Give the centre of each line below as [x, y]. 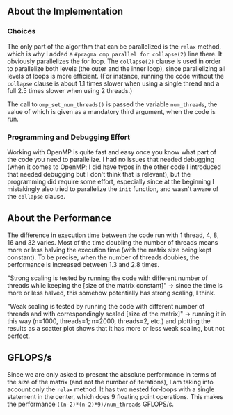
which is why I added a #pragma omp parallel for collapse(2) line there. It [115, 54]
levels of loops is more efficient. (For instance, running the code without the [116, 76]
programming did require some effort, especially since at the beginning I [111, 181]
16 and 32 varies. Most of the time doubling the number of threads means [113, 242]
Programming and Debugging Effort [69, 137]
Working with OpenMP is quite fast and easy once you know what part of [112, 152]
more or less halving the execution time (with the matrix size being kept [110, 250]
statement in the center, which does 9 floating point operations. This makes [115, 396]
